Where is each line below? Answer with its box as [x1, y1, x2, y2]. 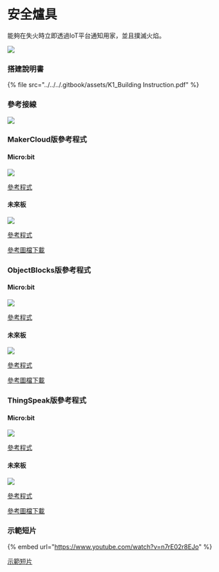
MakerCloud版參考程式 [7, 135, 87, 145]
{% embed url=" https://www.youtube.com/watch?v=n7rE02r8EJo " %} [7, 542, 213, 551]
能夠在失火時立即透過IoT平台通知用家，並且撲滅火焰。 [7, 31, 166, 40]
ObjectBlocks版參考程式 [7, 265, 91, 275]
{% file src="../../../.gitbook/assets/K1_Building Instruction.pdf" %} [7, 81, 200, 89]
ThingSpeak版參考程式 [7, 396, 86, 405]
